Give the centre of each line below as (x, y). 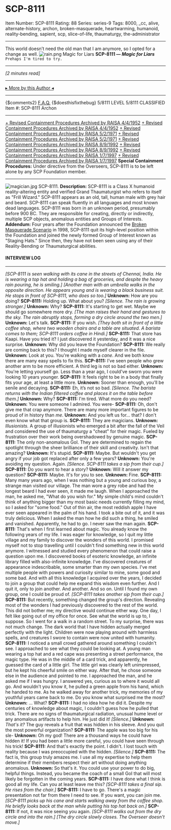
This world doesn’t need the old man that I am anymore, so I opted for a (80, 49)
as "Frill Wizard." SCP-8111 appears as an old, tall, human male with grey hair (85, 197)
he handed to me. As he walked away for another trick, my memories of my (84, 692)
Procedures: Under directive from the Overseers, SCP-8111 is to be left (79, 166)
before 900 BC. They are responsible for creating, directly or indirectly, (80, 213)
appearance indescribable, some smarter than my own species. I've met (81, 567)
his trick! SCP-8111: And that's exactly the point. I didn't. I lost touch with (81, 746)
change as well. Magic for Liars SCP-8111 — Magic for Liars (80, 54)
